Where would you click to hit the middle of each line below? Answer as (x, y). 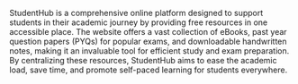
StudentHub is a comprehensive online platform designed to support (136, 13)
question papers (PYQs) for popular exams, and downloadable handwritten (148, 41)
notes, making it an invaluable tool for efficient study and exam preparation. (149, 51)
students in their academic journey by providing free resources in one (139, 22)
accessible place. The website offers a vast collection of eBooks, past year (148, 32)
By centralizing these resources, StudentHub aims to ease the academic (143, 60)
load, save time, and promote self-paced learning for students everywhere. (149, 70)
